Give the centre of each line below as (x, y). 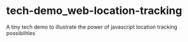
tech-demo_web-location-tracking (94, 11)
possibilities (21, 33)
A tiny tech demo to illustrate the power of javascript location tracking (92, 27)
